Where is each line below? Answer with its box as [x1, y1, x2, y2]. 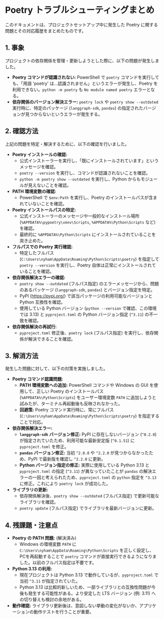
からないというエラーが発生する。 [33, 111, 103, 117]
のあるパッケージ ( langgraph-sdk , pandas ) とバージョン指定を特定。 [19, 286, 155, 293]
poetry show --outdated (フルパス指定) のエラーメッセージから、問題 [19, 280, 159, 286]
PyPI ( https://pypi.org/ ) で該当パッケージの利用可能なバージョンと [19, 293, 153, 299]
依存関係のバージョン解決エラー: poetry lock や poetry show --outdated [12, 99, 159, 105]
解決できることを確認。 [28, 336, 76, 342]
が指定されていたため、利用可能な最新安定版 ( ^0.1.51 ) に [19, 437, 135, 443]
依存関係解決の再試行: [12, 323, 57, 330]
